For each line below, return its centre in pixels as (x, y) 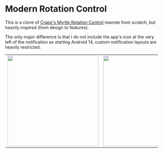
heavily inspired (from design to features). (47, 27)
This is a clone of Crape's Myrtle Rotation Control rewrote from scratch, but (81, 22)
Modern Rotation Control (56, 9)
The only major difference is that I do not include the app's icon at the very (80, 37)
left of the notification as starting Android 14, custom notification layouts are (81, 42)
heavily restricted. (23, 47)
